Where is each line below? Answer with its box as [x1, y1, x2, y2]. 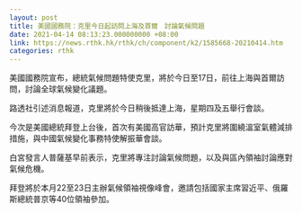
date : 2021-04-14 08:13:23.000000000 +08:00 [9, 30, 179, 39]
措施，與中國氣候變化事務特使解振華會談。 [9, 133, 167, 144]
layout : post [9, 13, 58, 22]
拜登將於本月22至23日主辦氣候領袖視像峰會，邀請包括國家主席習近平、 [9, 182, 273, 193]
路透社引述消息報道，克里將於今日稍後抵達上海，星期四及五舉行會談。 [9, 102, 270, 113]
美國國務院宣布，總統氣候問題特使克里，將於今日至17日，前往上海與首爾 [9, 73, 277, 84]
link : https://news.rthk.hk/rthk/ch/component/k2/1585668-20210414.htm [9, 38, 283, 48]
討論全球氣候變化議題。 [24, 84, 112, 94]
